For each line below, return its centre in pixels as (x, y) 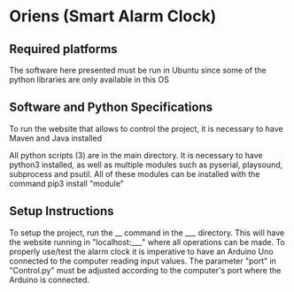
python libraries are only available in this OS (89, 80)
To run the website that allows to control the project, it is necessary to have (146, 128)
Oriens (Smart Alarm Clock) (113, 16)
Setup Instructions (62, 211)
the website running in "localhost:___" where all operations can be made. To (147, 242)
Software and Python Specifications (111, 108)
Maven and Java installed (56, 138)
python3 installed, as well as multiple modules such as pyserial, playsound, (146, 165)
